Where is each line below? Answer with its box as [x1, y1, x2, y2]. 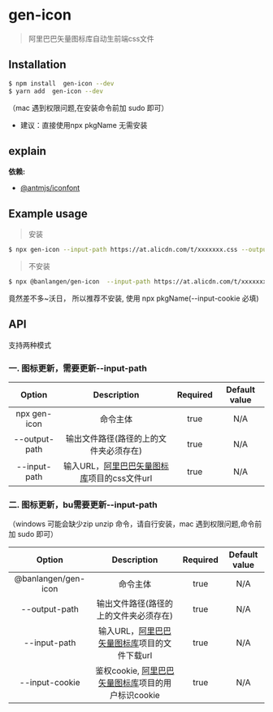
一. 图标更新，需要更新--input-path [8, 363, 148, 374]
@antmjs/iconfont [19, 183, 80, 193]
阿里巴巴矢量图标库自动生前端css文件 [28, 33, 154, 43]
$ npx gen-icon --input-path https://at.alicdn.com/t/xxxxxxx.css [8, 246, 238, 254]
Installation [8, 58, 67, 72]
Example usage [8, 206, 88, 221]
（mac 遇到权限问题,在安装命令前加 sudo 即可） [8, 103, 169, 112]
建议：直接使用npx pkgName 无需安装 [19, 120, 148, 130]
